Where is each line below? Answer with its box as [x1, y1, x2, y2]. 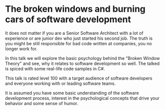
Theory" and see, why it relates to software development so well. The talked [5, 60, 160, 66]
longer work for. [5, 46, 38, 52]
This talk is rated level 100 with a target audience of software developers [5, 75, 153, 81]
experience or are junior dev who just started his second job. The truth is [5, 35, 153, 41]
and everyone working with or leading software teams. [5, 80, 116, 86]
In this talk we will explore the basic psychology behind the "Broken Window [5, 55, 160, 61]
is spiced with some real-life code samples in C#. [5, 65, 105, 72]
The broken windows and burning [5, 3, 146, 15]
